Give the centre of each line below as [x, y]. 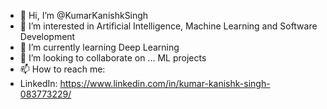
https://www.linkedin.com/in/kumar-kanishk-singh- [165, 83]
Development [47, 36]
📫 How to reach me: [62, 69]
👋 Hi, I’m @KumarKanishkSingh [84, 15]
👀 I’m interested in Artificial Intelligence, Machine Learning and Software [168, 26]
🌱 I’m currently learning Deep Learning [99, 47]
